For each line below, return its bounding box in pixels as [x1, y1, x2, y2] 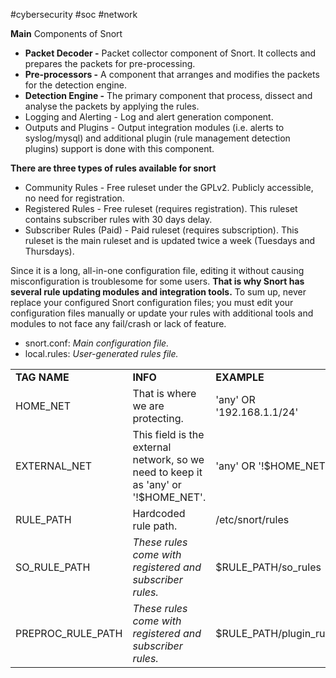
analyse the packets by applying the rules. [24, 100, 200, 112]
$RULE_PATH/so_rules [215, 560, 322, 574]
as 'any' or [132, 478, 182, 491]
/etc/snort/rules [215, 513, 290, 526]
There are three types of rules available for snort [10, 162, 217, 174]
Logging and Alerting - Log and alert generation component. [24, 111, 274, 123]
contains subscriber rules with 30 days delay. [24, 214, 213, 225]
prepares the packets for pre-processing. [24, 58, 196, 69]
